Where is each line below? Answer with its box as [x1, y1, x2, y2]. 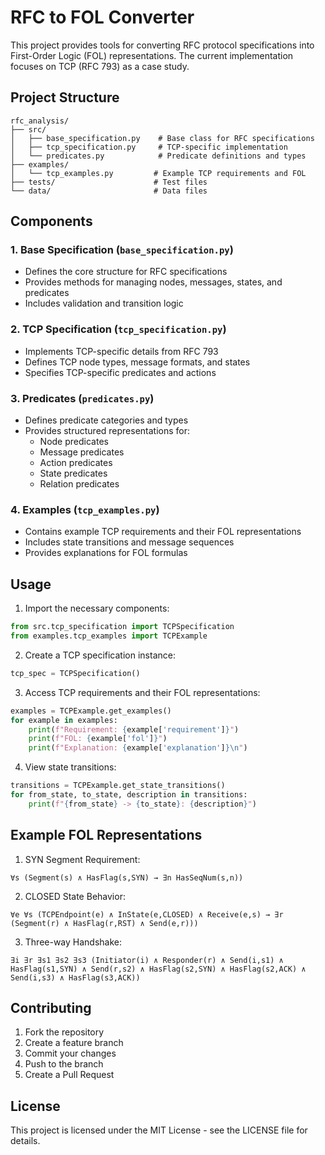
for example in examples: [10, 715, 118, 725]
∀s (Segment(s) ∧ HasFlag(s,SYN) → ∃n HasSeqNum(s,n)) [10, 872, 244, 883]
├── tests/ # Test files [10, 177, 208, 187]
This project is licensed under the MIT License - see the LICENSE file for [10, 1124, 308, 1136]
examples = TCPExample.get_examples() [10, 706, 172, 716]
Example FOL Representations [10, 827, 203, 844]
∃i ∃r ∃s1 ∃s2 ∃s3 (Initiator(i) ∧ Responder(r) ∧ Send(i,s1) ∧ [10, 955, 284, 965]
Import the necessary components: [24, 602, 170, 615]
